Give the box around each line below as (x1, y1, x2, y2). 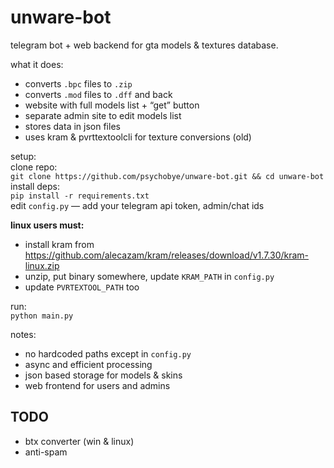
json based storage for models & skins (24, 369, 183, 381)
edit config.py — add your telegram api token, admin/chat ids (10, 199, 265, 211)
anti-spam (24, 446, 68, 458)
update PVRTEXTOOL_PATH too (24, 281, 140, 293)
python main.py (10, 311, 74, 321)
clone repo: (10, 161, 58, 173)
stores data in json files (24, 120, 121, 132)
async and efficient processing (24, 358, 153, 370)
